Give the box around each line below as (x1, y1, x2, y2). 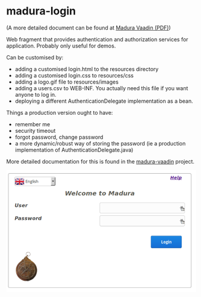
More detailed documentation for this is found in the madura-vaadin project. (6, 158, 194, 165)
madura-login (6, 4, 76, 18)
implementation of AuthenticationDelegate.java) (14, 146, 134, 153)
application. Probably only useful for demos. (6, 42, 116, 49)
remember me (14, 120, 51, 127)
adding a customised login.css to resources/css (14, 72, 134, 79)
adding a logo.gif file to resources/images (14, 78, 119, 85)
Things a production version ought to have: (6, 109, 113, 116)
